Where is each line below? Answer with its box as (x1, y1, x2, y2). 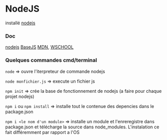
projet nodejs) (5, 93, 34, 99)
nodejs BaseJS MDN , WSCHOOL (5, 44, 74, 50)
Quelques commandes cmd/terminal (5, 57, 97, 64)
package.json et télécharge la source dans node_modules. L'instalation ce (5, 124, 159, 130)
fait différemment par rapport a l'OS (5, 129, 80, 135)
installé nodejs (5, 20, 35, 26)
